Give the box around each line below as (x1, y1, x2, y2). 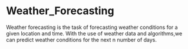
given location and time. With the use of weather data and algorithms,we (6, 30, 183, 37)
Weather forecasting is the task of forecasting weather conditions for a (6, 24, 178, 31)
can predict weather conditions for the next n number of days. (6, 36, 157, 43)
